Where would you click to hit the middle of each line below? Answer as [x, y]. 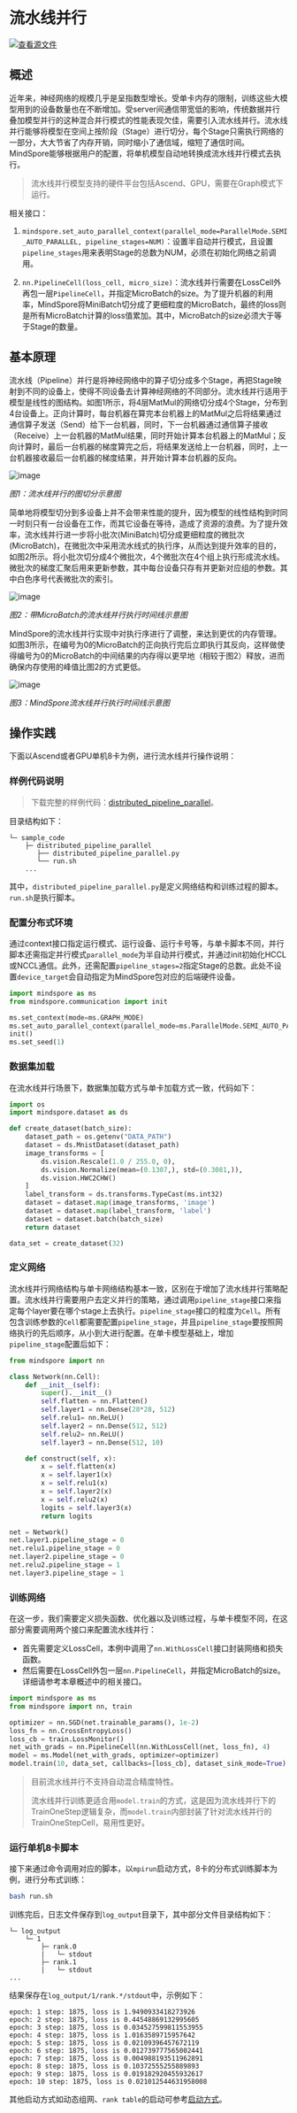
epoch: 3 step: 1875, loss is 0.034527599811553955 [106, 2028]
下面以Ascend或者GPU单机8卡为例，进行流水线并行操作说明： [123, 756]
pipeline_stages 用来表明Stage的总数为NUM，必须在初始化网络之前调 [149, 252]
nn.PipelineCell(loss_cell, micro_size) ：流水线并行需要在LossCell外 [152, 282]
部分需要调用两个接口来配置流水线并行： [83, 1630]
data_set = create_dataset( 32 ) [67, 1243]
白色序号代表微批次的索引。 [67, 578]
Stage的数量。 [56, 326]
